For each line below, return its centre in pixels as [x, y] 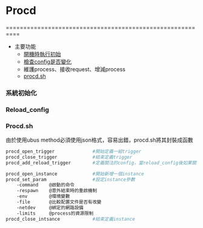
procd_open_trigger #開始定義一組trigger [74, 152]
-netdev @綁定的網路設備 [50, 207]
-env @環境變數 [43, 196]
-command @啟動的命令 [46, 185]
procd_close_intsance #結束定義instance [71, 219]
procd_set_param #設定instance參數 [71, 179]
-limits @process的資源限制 [55, 213]
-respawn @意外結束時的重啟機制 [57, 191]
